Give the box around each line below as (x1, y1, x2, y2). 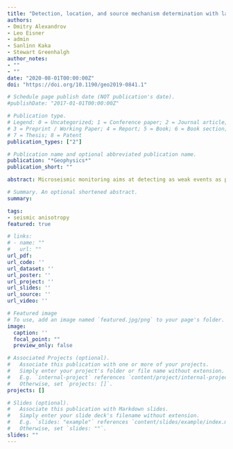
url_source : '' (7, 291, 51, 298)
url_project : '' (7, 278, 54, 285)
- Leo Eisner (7, 29, 45, 37)
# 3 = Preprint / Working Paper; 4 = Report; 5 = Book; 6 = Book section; (7, 125, 228, 132)
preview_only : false (13, 342, 73, 349)
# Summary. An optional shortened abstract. (7, 188, 138, 195)
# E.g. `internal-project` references (7, 373, 126, 381)
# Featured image (7, 310, 58, 317)
